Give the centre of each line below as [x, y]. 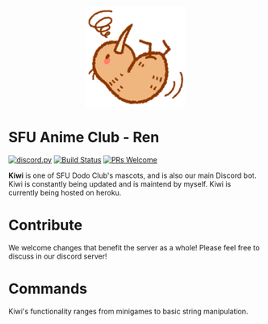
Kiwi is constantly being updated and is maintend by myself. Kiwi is [120, 183]
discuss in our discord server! [58, 256]
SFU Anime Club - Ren [84, 138]
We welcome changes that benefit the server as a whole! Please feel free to [134, 247]
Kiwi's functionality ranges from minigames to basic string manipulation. [128, 311]
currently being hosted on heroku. [65, 192]
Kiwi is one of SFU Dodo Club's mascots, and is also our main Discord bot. [132, 175]
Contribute [46, 225]
